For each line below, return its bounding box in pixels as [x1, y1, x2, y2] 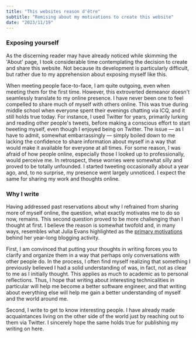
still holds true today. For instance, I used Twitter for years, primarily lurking [6, 113, 188, 120]
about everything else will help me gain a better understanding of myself [6, 289, 181, 296]
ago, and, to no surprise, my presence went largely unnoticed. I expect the [6, 169, 186, 176]
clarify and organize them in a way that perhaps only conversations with [6, 251, 180, 258]
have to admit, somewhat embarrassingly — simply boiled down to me [6, 132, 176, 139]
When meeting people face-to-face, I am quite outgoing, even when [6, 82, 170, 89]
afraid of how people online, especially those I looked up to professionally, [6, 150, 185, 157]
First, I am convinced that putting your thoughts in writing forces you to [6, 245, 177, 252]
